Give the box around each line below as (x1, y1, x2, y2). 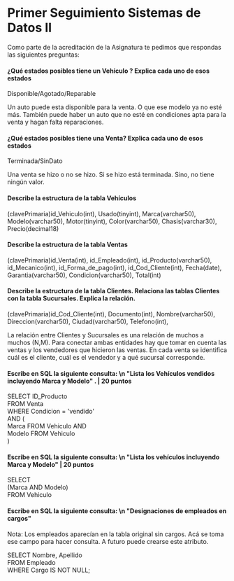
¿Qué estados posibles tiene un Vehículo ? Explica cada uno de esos (7, 66, 210, 75)
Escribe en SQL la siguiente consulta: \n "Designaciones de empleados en (7, 506, 227, 515)
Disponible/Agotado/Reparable (7, 90, 96, 98)
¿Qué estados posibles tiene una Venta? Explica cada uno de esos (7, 134, 203, 142)
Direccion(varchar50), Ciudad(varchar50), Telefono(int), (7, 317, 169, 325)
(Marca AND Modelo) (7, 483, 68, 491)
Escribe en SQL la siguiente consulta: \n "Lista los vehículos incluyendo (7, 453, 220, 461)
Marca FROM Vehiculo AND (7, 422, 87, 430)
